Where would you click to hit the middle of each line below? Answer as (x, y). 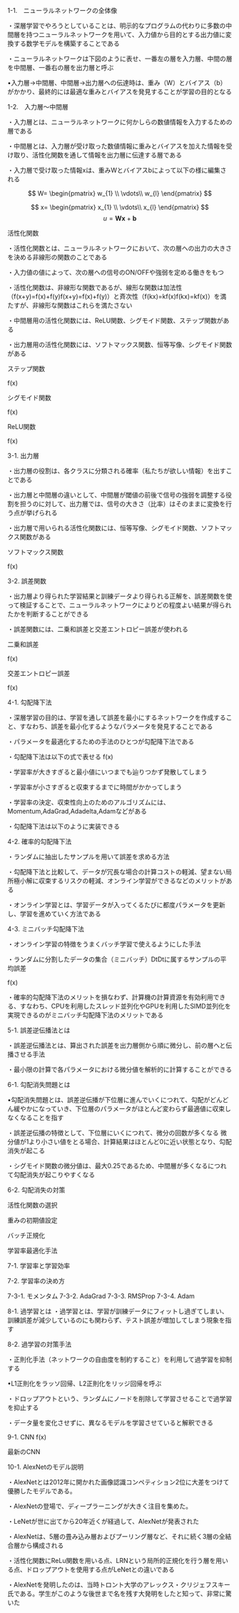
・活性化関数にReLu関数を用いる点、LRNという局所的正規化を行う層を (112, 1561)
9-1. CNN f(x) (27, 1437)
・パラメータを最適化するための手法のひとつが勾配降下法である (101, 742)
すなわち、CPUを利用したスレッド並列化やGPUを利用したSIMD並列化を (125, 1006)
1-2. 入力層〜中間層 (38, 107)
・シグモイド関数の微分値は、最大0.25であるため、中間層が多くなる (108, 1166)
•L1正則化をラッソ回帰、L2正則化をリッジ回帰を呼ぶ (85, 1384)
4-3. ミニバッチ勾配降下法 (46, 929)
